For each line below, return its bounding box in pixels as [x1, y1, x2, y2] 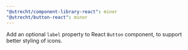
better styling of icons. [6, 37, 62, 44]
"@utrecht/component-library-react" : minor [6, 8, 118, 15]
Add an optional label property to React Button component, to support [6, 30, 183, 37]
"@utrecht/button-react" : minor [6, 14, 88, 20]
